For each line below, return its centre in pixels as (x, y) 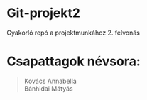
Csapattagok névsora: (74, 61)
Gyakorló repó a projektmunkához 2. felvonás (73, 33)
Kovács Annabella (50, 81)
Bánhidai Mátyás (48, 88)
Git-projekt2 (44, 13)
